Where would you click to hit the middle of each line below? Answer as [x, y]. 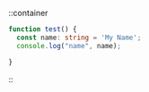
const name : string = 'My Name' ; [79, 38]
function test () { [43, 29]
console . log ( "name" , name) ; [69, 46]
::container [28, 13]
